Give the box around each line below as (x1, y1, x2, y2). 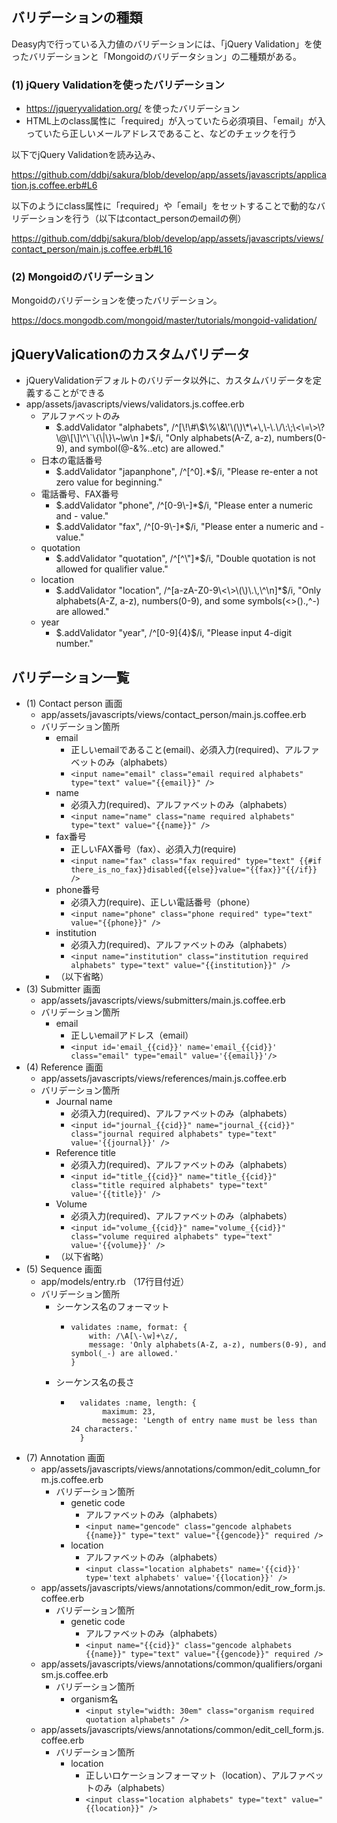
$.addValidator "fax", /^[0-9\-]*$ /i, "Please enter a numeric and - (55, 521, 325, 533)
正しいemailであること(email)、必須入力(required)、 (70, 744, 285, 756)
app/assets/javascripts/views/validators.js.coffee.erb (25, 398, 245, 410)
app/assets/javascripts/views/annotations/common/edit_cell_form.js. (40, 1724, 324, 1736)
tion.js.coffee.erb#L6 (11, 179, 98, 192)
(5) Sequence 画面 (25, 1263, 103, 1275)
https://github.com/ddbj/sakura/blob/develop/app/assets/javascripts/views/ (11, 233, 324, 245)
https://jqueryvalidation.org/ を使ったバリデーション (25, 103, 241, 115)
